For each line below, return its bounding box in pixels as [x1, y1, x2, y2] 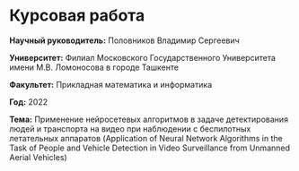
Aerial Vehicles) [9, 151, 67, 162]
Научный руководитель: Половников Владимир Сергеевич [9, 35, 240, 46]
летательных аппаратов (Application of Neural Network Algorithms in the [9, 133, 283, 143]
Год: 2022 [9, 96, 48, 107]
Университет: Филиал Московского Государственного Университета [9, 52, 277, 63]
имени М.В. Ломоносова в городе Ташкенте [9, 62, 180, 73]
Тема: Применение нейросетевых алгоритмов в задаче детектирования [9, 114, 289, 124]
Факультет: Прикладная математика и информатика [9, 79, 213, 90]
